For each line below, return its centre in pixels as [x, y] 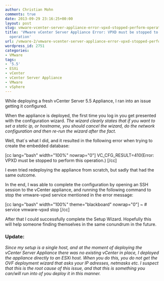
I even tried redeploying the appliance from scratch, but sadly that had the [80, 170]
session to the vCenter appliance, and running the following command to [78, 190]
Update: [15, 237]
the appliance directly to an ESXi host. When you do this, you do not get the [81, 258]
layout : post [18, 23]
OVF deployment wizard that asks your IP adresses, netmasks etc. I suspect [82, 263]
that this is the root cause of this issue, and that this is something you [75, 268]
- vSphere [15, 87]
